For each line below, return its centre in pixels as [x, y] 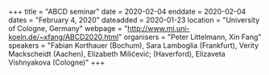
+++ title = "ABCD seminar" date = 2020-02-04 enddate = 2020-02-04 [127, 12]
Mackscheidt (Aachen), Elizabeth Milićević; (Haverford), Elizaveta [117, 54]
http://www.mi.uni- [159, 28]
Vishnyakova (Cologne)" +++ [57, 62]
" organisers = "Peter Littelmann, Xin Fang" [190, 37]
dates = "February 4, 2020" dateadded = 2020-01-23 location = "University [134, 20]
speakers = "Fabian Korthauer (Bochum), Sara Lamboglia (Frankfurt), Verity [134, 45]
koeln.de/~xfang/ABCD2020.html [64, 37]
